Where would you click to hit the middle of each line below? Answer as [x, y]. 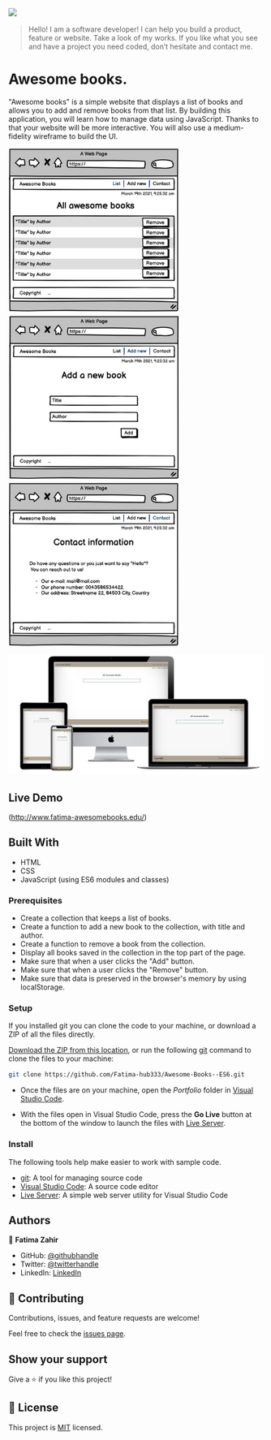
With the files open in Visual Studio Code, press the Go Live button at [136, 1114]
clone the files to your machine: [61, 1058]
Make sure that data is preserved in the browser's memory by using [133, 979]
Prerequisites [35, 900]
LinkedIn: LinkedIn [51, 1273]
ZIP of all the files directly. [52, 1034]
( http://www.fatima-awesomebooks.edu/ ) [78, 817]
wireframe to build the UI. [75, 136]
